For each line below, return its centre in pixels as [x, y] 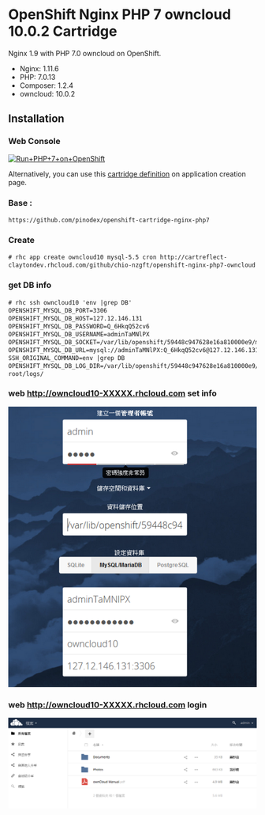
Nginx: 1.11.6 [39, 68]
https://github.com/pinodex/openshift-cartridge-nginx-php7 [109, 220]
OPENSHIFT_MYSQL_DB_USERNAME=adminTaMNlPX [79, 334]
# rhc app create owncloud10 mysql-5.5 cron [82, 258]
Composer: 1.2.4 [46, 85]
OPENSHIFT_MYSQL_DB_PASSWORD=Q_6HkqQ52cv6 [79, 326]
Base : [21, 203]
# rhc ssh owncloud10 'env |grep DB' [70, 302]
